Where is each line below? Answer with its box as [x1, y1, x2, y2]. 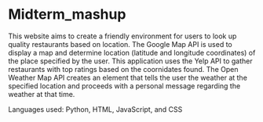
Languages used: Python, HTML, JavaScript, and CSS [8, 104, 183, 114]
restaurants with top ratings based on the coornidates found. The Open [8, 64, 239, 74]
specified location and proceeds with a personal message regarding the [8, 81, 241, 91]
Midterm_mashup [8, 5, 126, 23]
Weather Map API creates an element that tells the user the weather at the [8, 73, 247, 82]
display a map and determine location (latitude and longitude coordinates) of [8, 48, 256, 57]
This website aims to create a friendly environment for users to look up [8, 31, 237, 41]
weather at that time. [8, 89, 75, 99]
